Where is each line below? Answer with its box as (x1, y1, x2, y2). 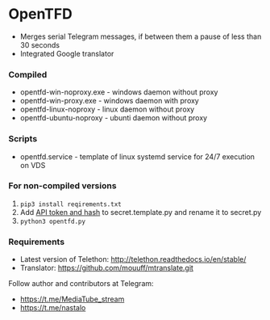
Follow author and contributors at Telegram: (8, 279, 155, 288)
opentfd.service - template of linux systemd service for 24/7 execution (19, 151, 255, 162)
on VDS (19, 160, 46, 170)
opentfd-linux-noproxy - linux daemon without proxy (19, 104, 195, 114)
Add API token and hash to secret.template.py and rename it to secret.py (19, 207, 262, 217)
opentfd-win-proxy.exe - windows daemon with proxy (19, 96, 199, 106)
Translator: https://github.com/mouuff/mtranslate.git (19, 263, 193, 273)
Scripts (8, 133, 38, 145)
